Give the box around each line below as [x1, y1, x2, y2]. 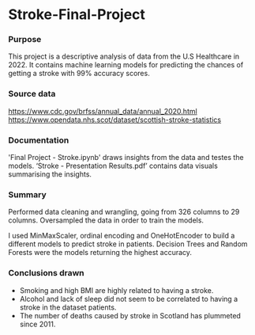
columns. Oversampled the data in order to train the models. [8, 215, 204, 225]
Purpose [8, 34, 42, 45]
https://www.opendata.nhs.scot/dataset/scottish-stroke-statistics [8, 115, 222, 124]
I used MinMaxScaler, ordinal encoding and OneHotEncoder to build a [8, 231, 235, 241]
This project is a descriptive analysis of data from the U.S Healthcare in [8, 51, 240, 61]
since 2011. [19, 319, 56, 329]
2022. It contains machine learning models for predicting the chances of [8, 60, 244, 70]
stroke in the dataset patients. [19, 303, 117, 312]
